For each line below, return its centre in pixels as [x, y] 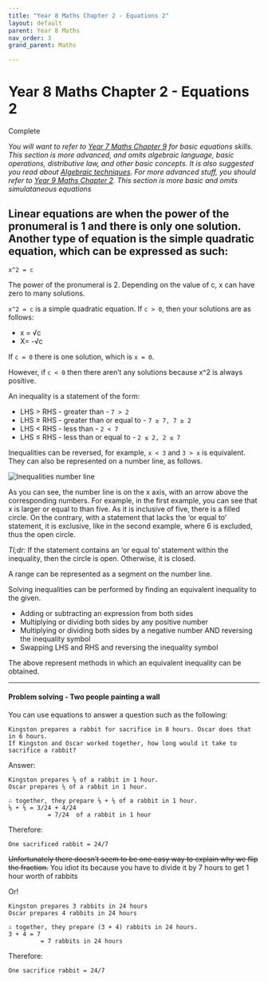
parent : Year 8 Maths [44, 30]
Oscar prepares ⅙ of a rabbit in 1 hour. [78, 787]
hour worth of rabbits [43, 877]
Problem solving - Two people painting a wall [84, 697]
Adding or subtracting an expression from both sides [106, 613]
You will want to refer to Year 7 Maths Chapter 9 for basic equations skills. [131, 147]
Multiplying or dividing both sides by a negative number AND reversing [136, 630]
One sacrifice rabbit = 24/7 [57, 971]
